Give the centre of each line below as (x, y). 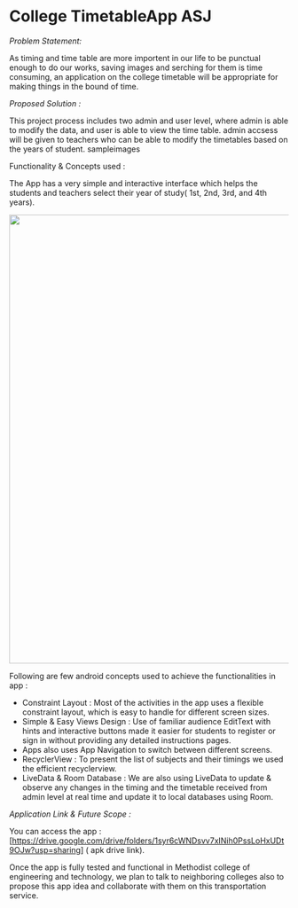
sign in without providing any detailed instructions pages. (126, 740)
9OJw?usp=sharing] (47, 849)
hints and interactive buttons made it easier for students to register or (149, 731)
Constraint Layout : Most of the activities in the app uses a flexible (143, 702)
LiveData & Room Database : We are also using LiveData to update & (147, 778)
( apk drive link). (115, 849)
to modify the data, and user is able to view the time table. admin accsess (144, 129)
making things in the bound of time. (74, 86)
